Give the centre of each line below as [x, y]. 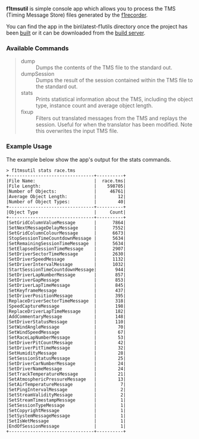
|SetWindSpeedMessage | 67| [66, 332]
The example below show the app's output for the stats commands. [89, 159]
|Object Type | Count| [66, 212]
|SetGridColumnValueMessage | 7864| [66, 222]
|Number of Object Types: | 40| [66, 202]
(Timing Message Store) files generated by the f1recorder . [77, 15]
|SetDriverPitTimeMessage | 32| [66, 348]
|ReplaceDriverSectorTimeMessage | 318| [66, 301]
